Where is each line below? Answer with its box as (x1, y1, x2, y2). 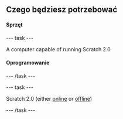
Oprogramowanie (6, 59, 50, 67)
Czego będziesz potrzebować (6, 5, 118, 15)
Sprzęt (6, 21, 23, 28)
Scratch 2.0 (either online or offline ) (6, 95, 93, 102)
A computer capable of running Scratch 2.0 (6, 45, 111, 52)
